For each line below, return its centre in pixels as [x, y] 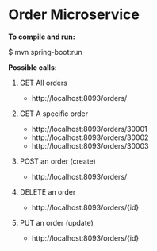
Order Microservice [74, 15]
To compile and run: [42, 37]
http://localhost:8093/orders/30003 [90, 145]
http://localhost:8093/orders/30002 [90, 137]
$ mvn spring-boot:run [45, 52]
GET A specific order [54, 114]
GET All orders [43, 83]
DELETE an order [48, 191]
